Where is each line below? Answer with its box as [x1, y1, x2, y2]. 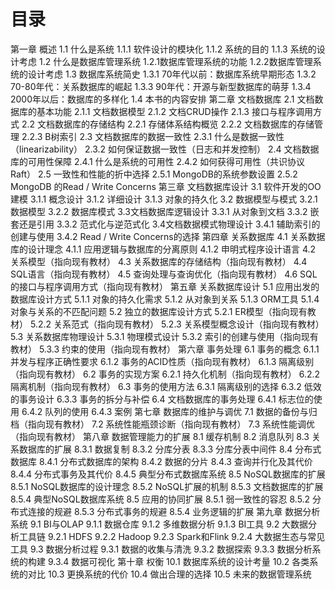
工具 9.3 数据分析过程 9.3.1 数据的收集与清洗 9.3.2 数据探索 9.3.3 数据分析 [10, 543, 313, 555]
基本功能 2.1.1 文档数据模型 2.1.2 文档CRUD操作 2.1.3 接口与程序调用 [36, 105, 313, 117]
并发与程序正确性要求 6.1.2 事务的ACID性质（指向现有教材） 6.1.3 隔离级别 [10, 355, 315, 367]
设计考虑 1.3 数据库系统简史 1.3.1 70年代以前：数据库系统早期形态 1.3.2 [27, 68, 317, 80]
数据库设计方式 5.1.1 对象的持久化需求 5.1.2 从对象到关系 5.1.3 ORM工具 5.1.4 [10, 293, 320, 305]
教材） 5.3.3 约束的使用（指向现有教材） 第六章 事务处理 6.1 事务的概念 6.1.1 [10, 343, 320, 355]
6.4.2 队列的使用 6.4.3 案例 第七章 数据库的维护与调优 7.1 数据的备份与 [21, 405, 309, 417]
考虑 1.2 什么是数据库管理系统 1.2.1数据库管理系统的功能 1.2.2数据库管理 [18, 55, 313, 67]
